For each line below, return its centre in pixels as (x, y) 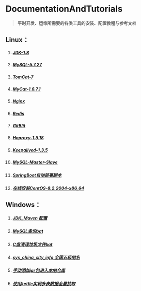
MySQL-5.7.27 (27, 65)
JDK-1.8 (21, 52)
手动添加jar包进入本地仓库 (39, 270)
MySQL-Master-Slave (35, 162)
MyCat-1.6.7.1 (26, 89)
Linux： (17, 40)
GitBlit (19, 126)
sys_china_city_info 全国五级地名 (46, 257)
